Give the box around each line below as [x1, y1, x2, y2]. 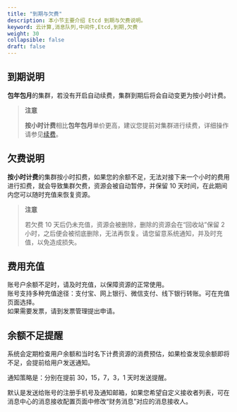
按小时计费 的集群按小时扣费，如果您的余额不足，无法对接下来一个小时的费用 [7, 172, 230, 181]
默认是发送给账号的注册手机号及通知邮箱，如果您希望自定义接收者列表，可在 [7, 389, 230, 397]
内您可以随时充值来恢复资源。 [7, 190, 94, 198]
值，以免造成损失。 [24, 238, 81, 246]
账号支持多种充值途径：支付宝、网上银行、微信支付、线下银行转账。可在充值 [7, 289, 230, 298]
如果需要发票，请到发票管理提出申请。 [7, 307, 119, 315]
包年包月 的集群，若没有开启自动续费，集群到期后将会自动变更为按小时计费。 [7, 91, 230, 99]
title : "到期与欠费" [7, 10, 62, 18]
